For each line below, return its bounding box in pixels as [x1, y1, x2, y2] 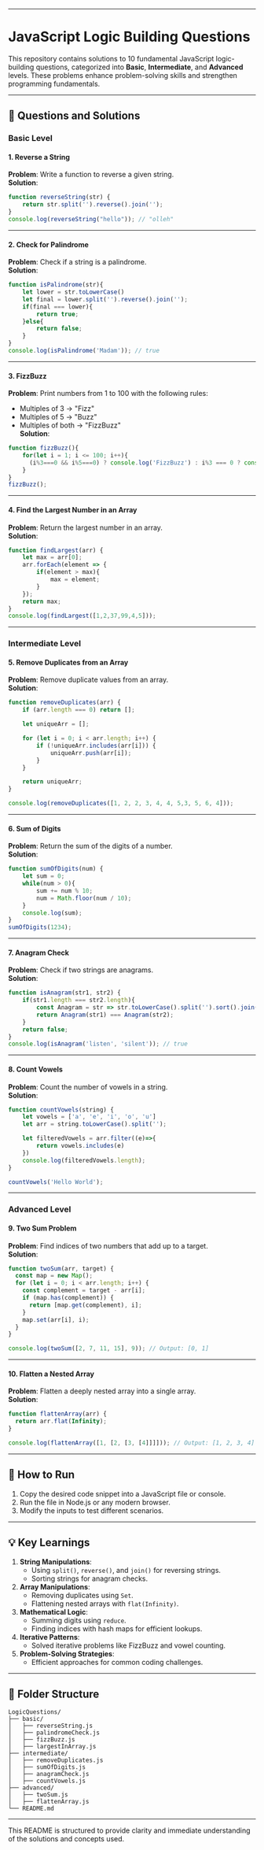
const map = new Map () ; [15, 1272, 93, 1280]
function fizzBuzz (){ [8, 444, 79, 453]
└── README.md [8, 1804, 55, 1813]
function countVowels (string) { [8, 1105, 114, 1114]
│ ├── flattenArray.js [8, 1798, 90, 1806]
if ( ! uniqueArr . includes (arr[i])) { [36, 742, 156, 749]
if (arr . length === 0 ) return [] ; [22, 706, 135, 714]
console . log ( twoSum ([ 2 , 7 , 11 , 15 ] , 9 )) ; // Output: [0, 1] [8, 1345, 210, 1352]
